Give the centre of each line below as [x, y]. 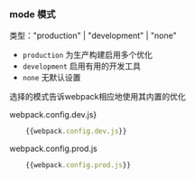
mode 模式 [32, 14]
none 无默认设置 [51, 78]
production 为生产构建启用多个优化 [88, 55]
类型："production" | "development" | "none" [93, 36]
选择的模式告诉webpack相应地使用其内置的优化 [98, 97]
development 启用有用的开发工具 [82, 66]
